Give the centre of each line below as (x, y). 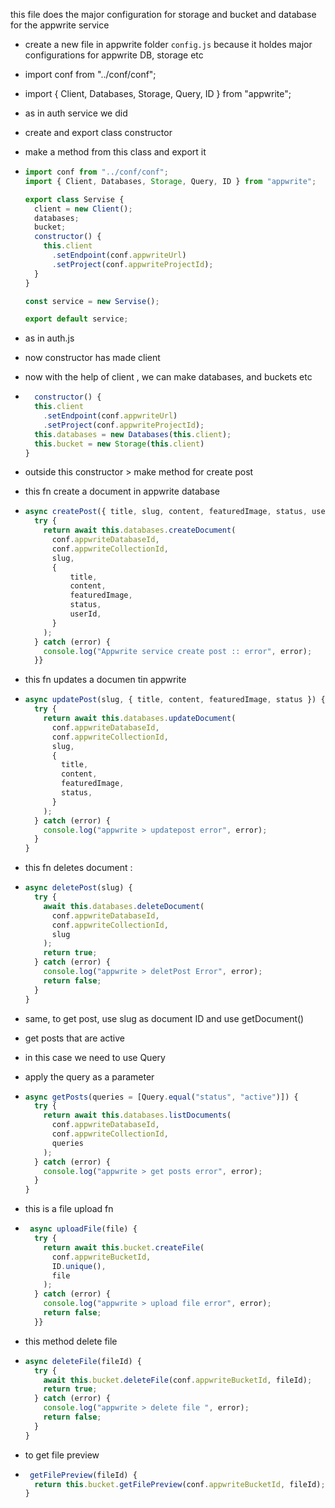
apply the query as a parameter (89, 1076)
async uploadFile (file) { (83, 1229)
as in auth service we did (76, 113)
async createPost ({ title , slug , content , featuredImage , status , (166, 512)
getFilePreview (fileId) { (83, 1475)
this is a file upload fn (69, 1209)
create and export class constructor (98, 132)
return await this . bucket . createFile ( (124, 1247)
